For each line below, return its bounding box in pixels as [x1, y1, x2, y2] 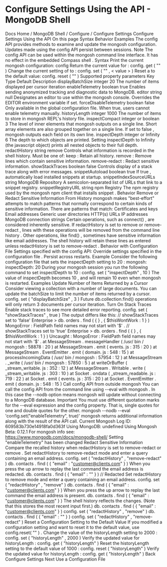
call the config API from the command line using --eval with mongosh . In [5, 386, 156, 392]
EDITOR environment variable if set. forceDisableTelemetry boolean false [5, 99, 155, 105]
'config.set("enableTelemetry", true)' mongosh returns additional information [5, 413, 163, 419]
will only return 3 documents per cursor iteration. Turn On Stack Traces [5, 301, 152, 307]
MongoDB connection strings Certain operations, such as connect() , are [5, 216, 155, 222]
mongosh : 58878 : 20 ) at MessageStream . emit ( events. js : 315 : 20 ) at [5, 344, 157, 350]
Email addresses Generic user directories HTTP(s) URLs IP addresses [5, 211, 148, 217]
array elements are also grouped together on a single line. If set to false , [5, 126, 155, 132]
